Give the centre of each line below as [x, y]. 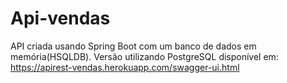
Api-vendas [60, 18]
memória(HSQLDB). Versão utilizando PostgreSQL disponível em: [144, 56]
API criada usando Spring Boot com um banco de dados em [133, 46]
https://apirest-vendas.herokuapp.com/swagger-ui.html [125, 67]
